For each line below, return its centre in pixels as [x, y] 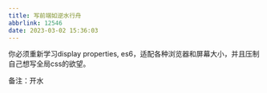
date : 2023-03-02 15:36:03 [53, 30]
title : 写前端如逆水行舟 [45, 15]
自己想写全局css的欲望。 [49, 64]
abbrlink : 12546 [35, 23]
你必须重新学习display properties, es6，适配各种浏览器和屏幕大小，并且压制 [134, 54]
